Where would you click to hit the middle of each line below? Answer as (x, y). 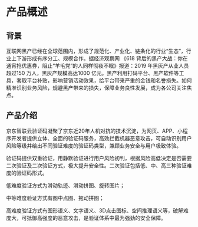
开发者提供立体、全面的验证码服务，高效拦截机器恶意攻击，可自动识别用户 (101, 138)
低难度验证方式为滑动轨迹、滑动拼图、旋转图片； (65, 185)
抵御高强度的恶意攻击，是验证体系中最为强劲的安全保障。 (96, 218)
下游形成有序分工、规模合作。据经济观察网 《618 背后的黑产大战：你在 (102, 58)
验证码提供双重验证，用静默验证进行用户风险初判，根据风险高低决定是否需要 (99, 158)
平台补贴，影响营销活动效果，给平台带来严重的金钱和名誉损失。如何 (109, 80)
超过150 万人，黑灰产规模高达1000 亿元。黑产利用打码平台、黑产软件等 (93, 73)
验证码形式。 (32, 173)
